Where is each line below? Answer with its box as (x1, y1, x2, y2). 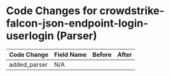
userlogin (6, 29, 54, 42)
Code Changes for (6, 4, 97, 18)
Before (92, 50, 112, 58)
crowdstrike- (99, 4, 165, 18)
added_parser (9, 60, 48, 68)
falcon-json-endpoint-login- (6, 16, 149, 30)
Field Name (54, 50, 87, 58)
